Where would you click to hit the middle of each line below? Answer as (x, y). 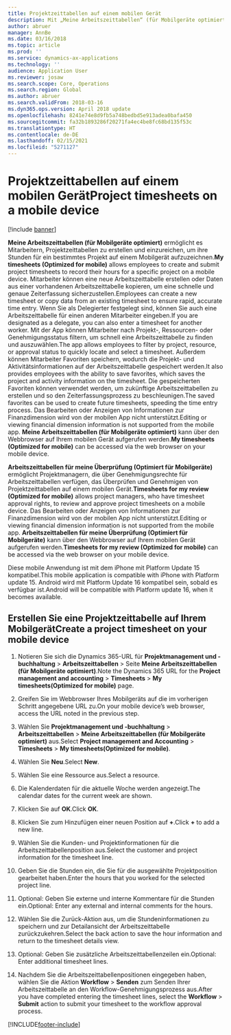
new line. (31, 829)
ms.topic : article (34, 45)
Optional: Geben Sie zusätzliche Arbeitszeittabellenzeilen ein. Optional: (117, 954)
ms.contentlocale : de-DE (43, 134)
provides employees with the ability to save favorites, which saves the (107, 374)
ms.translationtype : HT (42, 128)
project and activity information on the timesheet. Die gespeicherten (104, 380)
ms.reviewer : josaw (36, 77)
